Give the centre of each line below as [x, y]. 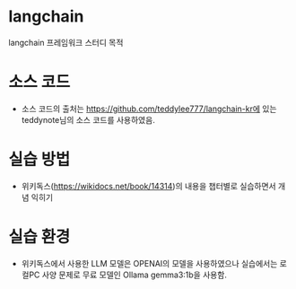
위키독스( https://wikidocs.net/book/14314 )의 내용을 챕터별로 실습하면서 [148, 186]
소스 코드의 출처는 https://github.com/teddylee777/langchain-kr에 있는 [149, 109]
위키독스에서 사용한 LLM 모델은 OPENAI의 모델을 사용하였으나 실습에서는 [149, 263]
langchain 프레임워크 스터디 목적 [66, 42]
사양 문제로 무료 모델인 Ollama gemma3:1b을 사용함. [135, 275]
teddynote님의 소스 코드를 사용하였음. [88, 119]
